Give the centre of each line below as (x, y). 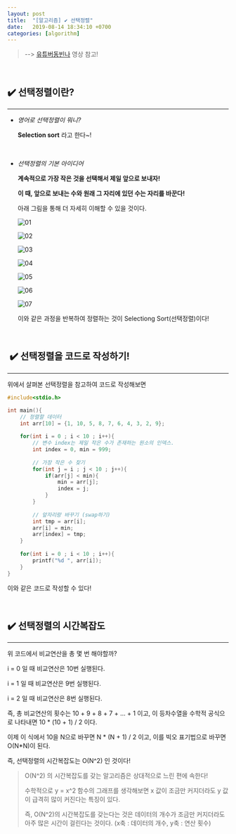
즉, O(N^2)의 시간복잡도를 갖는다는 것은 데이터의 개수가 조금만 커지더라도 (125, 814)
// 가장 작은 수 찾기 (59, 462)
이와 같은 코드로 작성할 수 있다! (50, 588)
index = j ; (73, 489)
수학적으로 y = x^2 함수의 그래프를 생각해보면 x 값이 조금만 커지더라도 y (123, 790)
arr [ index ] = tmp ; (59, 535)
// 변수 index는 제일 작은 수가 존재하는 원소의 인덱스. (103, 443)
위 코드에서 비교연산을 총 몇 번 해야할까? (62, 653)
